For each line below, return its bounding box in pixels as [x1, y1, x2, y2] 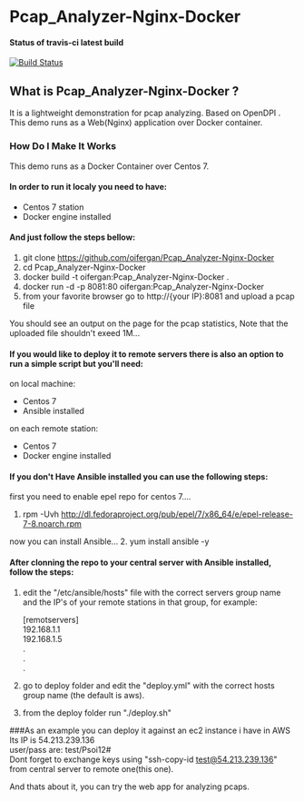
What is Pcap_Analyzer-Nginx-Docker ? [9, 84, 240, 99]
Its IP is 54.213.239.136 [9, 734, 95, 746]
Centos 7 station [22, 202, 84, 213]
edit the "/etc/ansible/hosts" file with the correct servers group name [22, 587, 281, 598]
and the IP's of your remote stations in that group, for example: [22, 597, 258, 608]
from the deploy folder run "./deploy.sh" [22, 707, 172, 718]
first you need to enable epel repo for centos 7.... [9, 491, 191, 502]
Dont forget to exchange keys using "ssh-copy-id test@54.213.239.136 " [9, 754, 278, 765]
